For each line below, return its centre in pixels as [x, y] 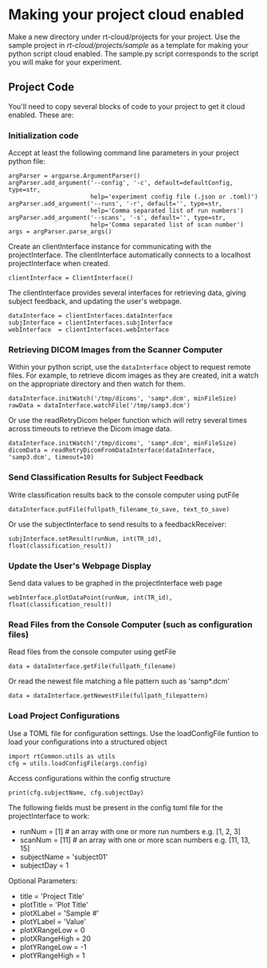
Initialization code [44, 135]
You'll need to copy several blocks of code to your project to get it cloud [127, 106]
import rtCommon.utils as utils [62, 756]
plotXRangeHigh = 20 [55, 939]
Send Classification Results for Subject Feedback [106, 477]
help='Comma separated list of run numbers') [167, 211]
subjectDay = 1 [44, 865]
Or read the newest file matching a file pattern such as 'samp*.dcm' [119, 681]
